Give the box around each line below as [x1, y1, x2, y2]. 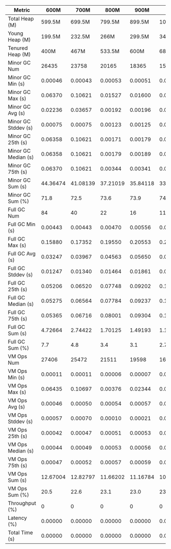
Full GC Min [8, 221, 36, 228]
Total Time [8, 529, 33, 536]
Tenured [8, 44, 28, 52]
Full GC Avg [8, 250, 36, 257]
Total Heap [8, 15, 34, 22]
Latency [8, 514, 27, 521]
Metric [13, 7, 31, 13]
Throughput [8, 500, 37, 507]
